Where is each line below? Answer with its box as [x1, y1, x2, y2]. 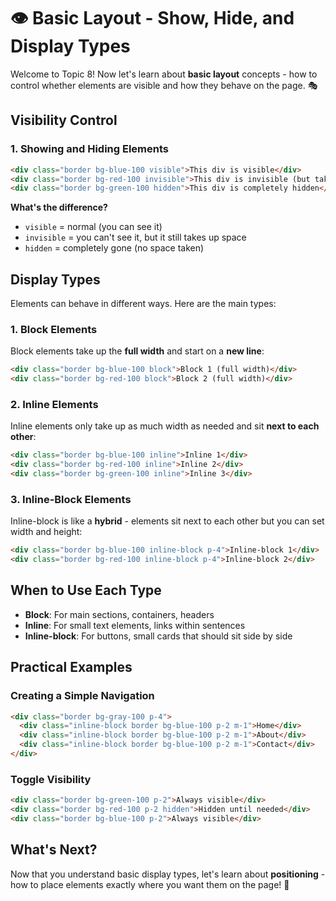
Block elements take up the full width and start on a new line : [10, 345, 265, 357]
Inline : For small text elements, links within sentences [24, 619, 246, 631]
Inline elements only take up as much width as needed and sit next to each [10, 420, 320, 432]
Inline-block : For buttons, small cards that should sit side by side [24, 630, 293, 642]
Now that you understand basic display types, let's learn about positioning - [10, 868, 326, 880]
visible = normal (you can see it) [24, 221, 163, 233]
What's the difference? [10, 201, 108, 214]
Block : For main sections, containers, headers [24, 608, 215, 620]
